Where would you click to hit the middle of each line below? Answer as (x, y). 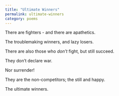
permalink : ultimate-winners (34, 14)
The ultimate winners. (27, 89)
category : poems (21, 19)
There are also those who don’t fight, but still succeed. (60, 51)
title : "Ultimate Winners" (32, 10)
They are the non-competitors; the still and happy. (55, 80)
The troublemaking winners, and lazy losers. (49, 42)
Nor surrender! (20, 70)
